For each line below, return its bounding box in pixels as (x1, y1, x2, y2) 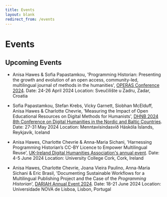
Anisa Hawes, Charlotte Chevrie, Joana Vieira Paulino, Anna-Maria (12, 165, 150, 171)
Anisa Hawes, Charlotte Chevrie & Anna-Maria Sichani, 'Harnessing (12, 139, 152, 145)
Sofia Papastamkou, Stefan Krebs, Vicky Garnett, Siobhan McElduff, (12, 103, 153, 109)
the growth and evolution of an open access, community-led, (12, 77, 139, 83)
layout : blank (5, 12, 35, 17)
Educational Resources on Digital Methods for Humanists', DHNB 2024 (12, 114, 159, 120)
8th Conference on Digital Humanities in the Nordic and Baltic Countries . (12, 119, 162, 125)
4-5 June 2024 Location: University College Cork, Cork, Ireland (12, 155, 144, 161)
